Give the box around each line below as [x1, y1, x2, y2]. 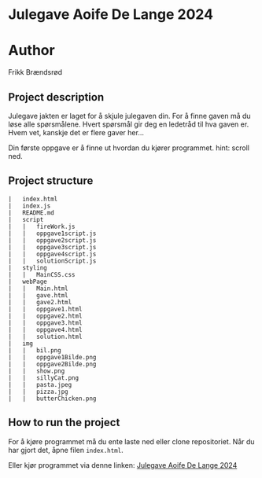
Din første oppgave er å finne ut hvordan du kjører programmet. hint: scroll [8, 143, 250, 153]
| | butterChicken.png [8, 395, 97, 403]
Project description [8, 90, 105, 104]
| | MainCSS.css [8, 270, 76, 278]
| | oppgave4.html [8, 325, 83, 333]
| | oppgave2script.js [8, 236, 97, 245]
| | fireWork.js [8, 222, 76, 230]
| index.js [8, 202, 51, 210]
